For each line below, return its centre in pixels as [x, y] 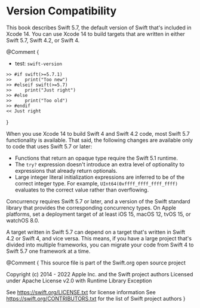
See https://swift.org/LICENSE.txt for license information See [81, 292]
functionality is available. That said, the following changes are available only [99, 140]
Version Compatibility [61, 11]
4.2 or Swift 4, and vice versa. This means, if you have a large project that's [99, 238]
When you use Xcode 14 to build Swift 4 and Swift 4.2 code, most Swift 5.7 [98, 133]
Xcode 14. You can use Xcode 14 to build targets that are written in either [96, 33]
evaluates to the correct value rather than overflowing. [82, 190]
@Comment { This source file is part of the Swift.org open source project [96, 263]
